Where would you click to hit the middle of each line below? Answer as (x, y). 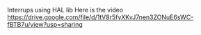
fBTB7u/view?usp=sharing (45, 24)
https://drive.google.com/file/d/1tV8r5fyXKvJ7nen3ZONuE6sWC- (100, 17)
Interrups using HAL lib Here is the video (65, 10)
